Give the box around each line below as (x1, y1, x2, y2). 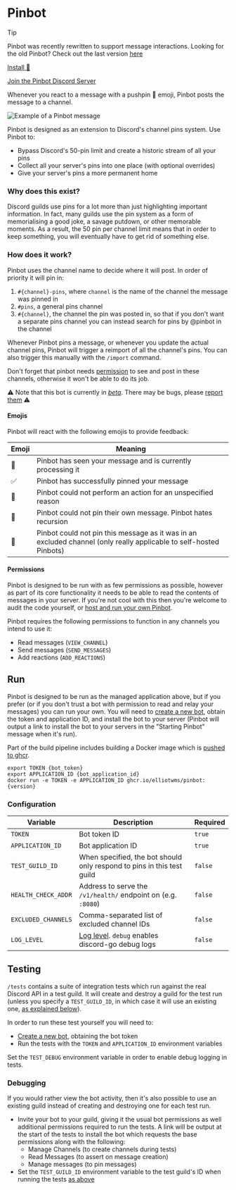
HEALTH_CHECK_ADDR (11, 891, 72, 899)
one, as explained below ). (7, 1004, 82, 1012)
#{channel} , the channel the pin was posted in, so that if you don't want (17, 309, 225, 318)
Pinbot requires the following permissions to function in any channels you (7, 616, 220, 625)
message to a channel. (7, 97, 73, 106)
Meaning (115, 444, 146, 454)
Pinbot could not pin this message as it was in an (36, 528, 197, 538)
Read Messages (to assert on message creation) (27, 1153, 169, 1161)
